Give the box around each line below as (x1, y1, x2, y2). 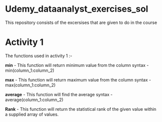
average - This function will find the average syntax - (5, 91, 113, 97)
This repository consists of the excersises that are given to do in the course (5, 20, 158, 25)
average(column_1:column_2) (5, 97, 64, 102)
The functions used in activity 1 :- (5, 53, 72, 59)
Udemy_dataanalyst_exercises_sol (5, 3, 148, 15)
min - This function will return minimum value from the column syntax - (5, 62, 149, 68)
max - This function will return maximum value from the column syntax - (5, 77, 151, 82)
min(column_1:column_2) (5, 67, 55, 73)
